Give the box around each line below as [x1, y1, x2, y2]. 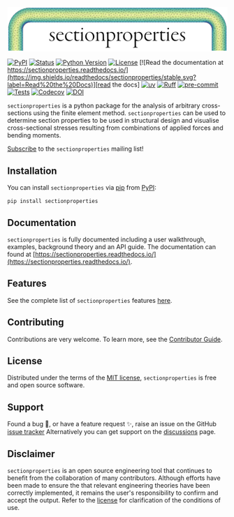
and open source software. [7, 381, 85, 389]
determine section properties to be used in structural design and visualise [7, 117, 219, 125]
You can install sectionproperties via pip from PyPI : [7, 183, 157, 192]
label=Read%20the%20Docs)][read [7, 80, 111, 89]
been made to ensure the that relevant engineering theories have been [7, 481, 211, 490]
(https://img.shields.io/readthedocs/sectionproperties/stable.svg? [7, 73, 197, 82]
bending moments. [7, 131, 61, 140]
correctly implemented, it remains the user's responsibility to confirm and [7, 488, 219, 497]
